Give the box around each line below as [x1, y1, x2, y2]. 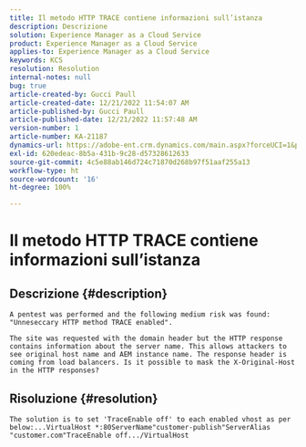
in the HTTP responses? [9, 366, 100, 375]
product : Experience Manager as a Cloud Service [9, 38, 198, 48]
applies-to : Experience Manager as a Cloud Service [9, 47, 209, 57]
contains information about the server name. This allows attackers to [9, 342, 287, 351]
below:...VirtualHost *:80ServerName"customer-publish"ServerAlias [9, 422, 271, 431]
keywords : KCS [9, 56, 64, 65]
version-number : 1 [9, 124, 79, 133]
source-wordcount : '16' [9, 174, 100, 183]
